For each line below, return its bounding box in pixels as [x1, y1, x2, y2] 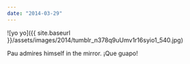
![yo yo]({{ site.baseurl [7, 29, 70, 37]
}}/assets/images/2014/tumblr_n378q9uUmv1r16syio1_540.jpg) [7, 35, 183, 44]
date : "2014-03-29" [7, 10, 63, 17]
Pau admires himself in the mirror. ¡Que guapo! [7, 49, 138, 57]
